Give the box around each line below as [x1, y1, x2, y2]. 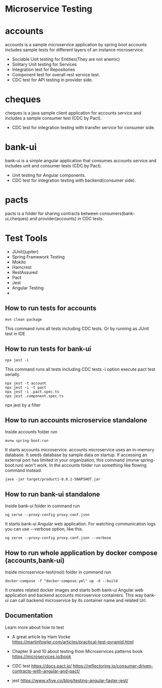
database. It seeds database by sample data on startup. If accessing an [5, 452, 147, 458]
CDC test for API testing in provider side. [12, 77, 93, 83]
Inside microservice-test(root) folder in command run [5, 569, 111, 575]
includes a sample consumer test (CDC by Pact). [5, 115, 102, 121]
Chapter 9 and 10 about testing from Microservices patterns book [12, 648, 143, 654]
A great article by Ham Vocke [12, 634, 71, 639]
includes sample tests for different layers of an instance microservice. [5, 47, 144, 53]
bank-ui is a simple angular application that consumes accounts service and [5, 158, 157, 163]
